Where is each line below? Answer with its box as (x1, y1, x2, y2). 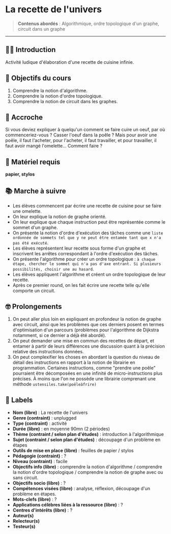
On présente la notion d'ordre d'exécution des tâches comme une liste (12, 230, 163, 236)
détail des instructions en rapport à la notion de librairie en (12, 359, 136, 366)
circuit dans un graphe (17, 26, 65, 32)
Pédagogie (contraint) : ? (12, 453, 67, 459)
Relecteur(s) (12, 518, 40, 524)
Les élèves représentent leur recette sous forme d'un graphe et (12, 245, 146, 251)
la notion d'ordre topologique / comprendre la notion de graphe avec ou (12, 469, 163, 475)
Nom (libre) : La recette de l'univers (12, 409, 88, 416)
